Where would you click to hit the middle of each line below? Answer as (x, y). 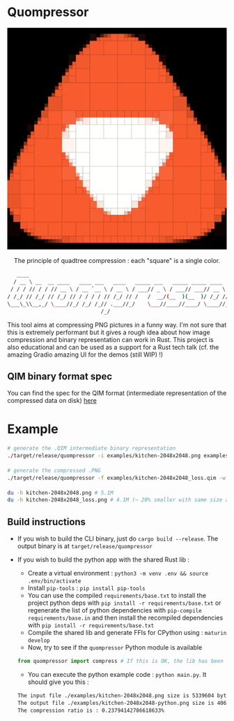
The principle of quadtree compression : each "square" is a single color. (117, 261)
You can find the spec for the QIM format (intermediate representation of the (117, 393)
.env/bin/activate (54, 581)
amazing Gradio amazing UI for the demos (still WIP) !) (85, 355)
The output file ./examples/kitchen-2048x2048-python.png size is (116, 703)
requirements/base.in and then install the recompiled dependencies (125, 618)
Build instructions (46, 522)
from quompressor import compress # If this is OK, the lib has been (120, 662)
